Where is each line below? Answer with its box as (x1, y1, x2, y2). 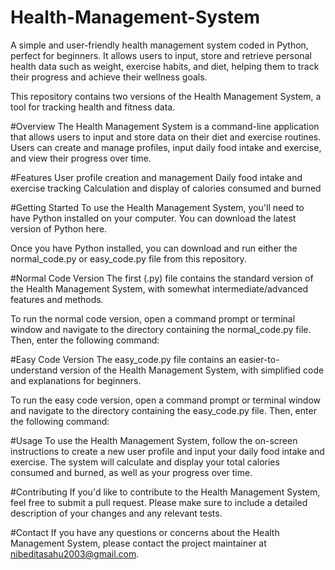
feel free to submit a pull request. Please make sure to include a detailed (10, 496, 308, 508)
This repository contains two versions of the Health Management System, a (10, 90, 322, 102)
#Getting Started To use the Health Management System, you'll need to (10, 201, 305, 213)
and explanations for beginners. (10, 374, 142, 386)
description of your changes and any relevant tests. (10, 507, 223, 519)
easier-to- (238, 353, 280, 365)
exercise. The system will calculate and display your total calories (10, 456, 280, 468)
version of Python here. (10, 222, 108, 235)
